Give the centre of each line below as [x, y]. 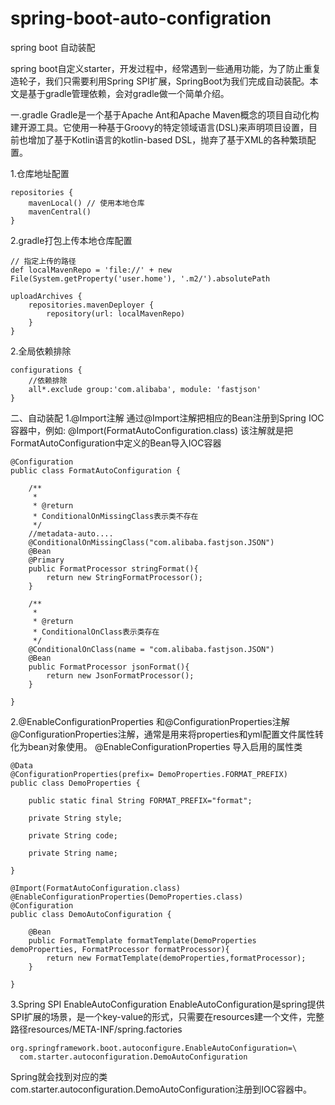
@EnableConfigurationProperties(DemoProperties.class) [127, 897]
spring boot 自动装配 [53, 47]
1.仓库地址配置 [40, 173]
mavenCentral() [60, 212]
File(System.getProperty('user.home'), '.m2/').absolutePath [140, 278]
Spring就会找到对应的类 [59, 1076]
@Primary [46, 560]
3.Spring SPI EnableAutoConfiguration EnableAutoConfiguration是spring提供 [167, 1004]
